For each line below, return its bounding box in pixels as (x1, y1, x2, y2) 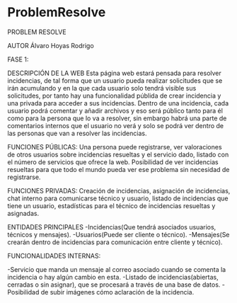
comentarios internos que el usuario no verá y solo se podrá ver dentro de (7, 121, 224, 130)
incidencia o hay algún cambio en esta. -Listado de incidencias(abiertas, (7, 273, 219, 281)
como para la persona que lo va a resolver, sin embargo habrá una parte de (7, 114, 227, 122)
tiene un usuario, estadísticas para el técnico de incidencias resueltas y (7, 201, 216, 210)
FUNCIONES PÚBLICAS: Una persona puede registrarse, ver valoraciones (7, 142, 222, 151)
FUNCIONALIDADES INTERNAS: (7, 251, 101, 260)
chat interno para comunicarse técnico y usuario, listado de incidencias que (7, 194, 229, 202)
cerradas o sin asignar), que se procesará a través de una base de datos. (7, 280, 221, 289)
